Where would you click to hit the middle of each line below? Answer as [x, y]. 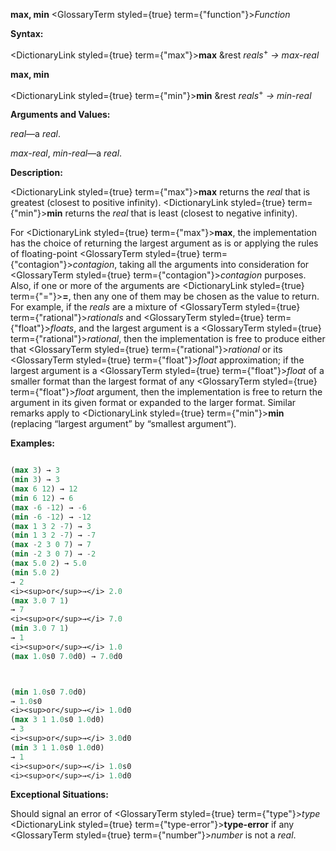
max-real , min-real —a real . [66, 153]
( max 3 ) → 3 [35, 470]
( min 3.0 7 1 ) [40, 629]
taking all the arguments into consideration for [214, 265]
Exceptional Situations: [59, 795]
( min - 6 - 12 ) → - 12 [51, 517]
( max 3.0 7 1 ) [40, 600]
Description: [36, 173]
